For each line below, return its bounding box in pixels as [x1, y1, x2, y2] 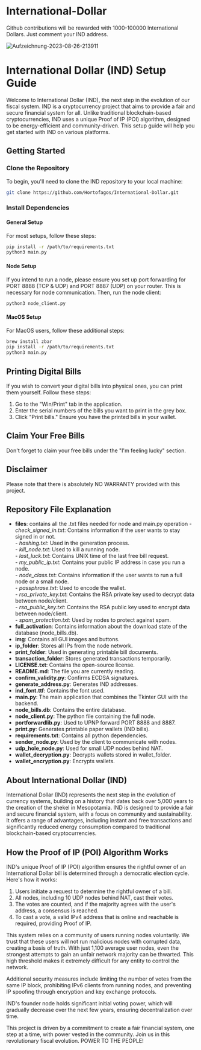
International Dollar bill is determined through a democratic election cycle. [6, 869, 190, 877]
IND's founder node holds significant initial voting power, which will [6, 1000, 173, 1007]
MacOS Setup [6, 313, 42, 321]
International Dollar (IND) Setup [6, 63, 167, 77]
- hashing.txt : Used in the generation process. [14, 539, 129, 547]
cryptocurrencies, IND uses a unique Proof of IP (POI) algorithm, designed [6, 115, 190, 123]
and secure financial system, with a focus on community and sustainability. [6, 810, 193, 818]
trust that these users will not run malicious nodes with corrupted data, [6, 938, 182, 946]
